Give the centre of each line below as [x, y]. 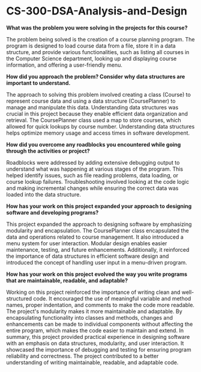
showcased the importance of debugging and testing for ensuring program [99, 349]
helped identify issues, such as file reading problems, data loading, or [92, 175]
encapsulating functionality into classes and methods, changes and [89, 317]
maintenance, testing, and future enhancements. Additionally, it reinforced [98, 249]
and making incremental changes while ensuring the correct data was [92, 188]
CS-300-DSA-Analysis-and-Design [97, 11]
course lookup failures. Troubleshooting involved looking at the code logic [98, 181]
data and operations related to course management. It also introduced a [95, 237]
